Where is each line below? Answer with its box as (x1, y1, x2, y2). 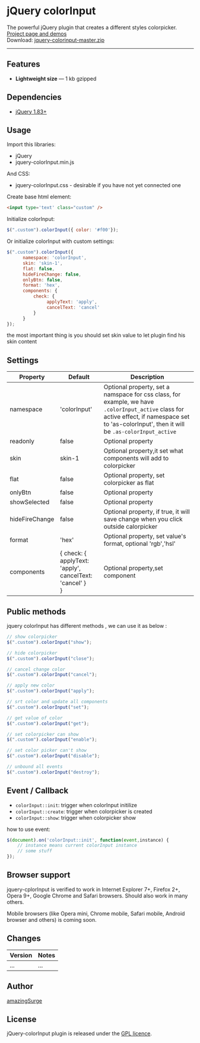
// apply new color (7, 682, 55, 688)
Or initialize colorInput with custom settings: (7, 238, 115, 245)
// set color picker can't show (7, 747, 87, 754)
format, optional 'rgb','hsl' (103, 539, 176, 548)
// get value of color (7, 715, 63, 721)
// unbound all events (7, 764, 63, 770)
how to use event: (7, 826, 50, 833)
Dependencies (7, 92, 62, 102)
